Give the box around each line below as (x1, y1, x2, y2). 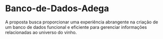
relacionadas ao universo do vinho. (5, 29, 77, 35)
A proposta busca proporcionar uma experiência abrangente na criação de (5, 19, 158, 25)
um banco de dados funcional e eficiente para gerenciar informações (5, 24, 147, 30)
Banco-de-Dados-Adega (5, 3, 109, 14)
